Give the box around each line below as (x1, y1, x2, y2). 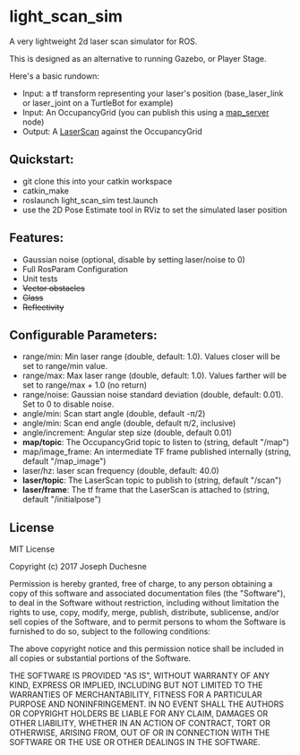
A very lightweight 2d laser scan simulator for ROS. (9, 36, 198, 47)
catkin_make (21, 185, 70, 196)
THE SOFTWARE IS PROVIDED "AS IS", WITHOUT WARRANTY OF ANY (9, 670, 270, 682)
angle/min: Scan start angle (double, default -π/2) (21, 408, 206, 419)
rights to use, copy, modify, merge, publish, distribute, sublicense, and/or (9, 607, 279, 618)
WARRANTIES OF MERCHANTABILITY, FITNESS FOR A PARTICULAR (9, 690, 262, 700)
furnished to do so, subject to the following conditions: (9, 626, 210, 637)
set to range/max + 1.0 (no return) (21, 380, 148, 390)
